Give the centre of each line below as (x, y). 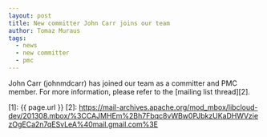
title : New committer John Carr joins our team (89, 23)
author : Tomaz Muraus (44, 30)
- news (26, 46)
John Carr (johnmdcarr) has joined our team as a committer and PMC (123, 83)
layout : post (30, 16)
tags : (17, 38)
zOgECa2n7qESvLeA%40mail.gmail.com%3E (83, 124)
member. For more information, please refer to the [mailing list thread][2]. (129, 91)
